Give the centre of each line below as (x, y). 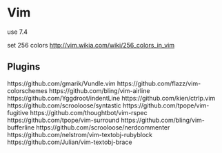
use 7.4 (18, 32)
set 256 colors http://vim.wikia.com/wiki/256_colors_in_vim (91, 45)
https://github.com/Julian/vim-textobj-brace (70, 142)
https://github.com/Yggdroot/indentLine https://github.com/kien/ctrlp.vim (111, 98)
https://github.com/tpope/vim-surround (63, 120)
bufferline (21, 127)
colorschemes (28, 90)
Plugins (24, 67)
